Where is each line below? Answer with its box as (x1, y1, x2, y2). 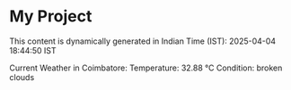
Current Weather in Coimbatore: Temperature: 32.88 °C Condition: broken (9, 62, 283, 73)
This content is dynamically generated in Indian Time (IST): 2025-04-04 (9, 36, 277, 46)
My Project (9, 6, 93, 27)
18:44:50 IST (9, 45, 57, 55)
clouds (9, 71, 35, 82)
